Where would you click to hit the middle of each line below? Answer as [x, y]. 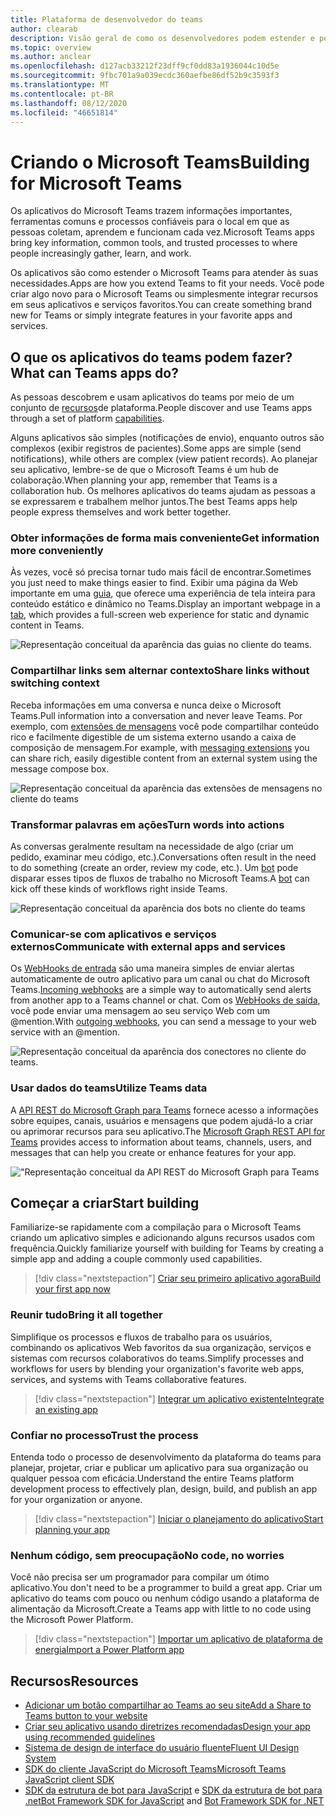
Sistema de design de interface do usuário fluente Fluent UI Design [162, 1748]
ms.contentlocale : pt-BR [62, 94]
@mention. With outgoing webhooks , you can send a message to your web [163, 1022]
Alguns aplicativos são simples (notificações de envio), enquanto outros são [167, 438]
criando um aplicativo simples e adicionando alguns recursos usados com [162, 1238]
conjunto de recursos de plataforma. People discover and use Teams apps [161, 408]
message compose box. [60, 768]
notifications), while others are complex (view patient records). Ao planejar [164, 459]
